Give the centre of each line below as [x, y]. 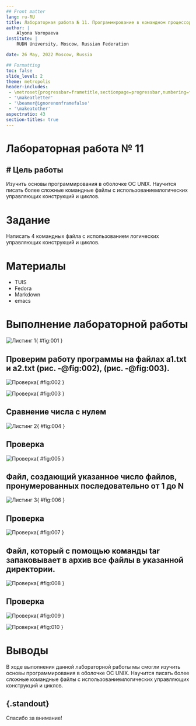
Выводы [27, 651]
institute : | [22, 39]
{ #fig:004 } [51, 426]
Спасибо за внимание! [34, 718]
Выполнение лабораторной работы [97, 324]
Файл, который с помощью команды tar [83, 551]
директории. [31, 569]
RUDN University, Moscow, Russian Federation [73, 44]
